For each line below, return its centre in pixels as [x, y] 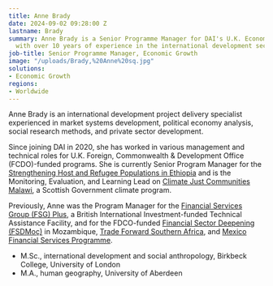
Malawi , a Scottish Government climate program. [90, 190]
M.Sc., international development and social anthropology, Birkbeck [134, 256]
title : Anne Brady [39, 16]
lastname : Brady [36, 31]
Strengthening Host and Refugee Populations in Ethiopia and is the [120, 173]
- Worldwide [28, 91]
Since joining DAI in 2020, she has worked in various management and [127, 147]
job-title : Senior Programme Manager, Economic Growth [103, 53]
